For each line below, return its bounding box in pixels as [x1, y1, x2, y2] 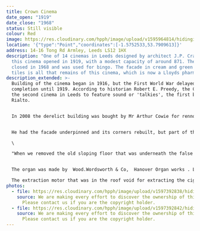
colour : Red [6, 31, 36, 37]
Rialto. [11, 97, 31, 103]
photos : [6, 183, 26, 189]
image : [6, 36, 23, 42]
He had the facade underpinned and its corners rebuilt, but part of [11, 129, 187, 135]
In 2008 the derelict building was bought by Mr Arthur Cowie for [11, 113, 180, 119]
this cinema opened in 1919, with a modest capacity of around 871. [11, 58, 185, 64]
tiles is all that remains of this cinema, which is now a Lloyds [11, 70, 180, 76]
